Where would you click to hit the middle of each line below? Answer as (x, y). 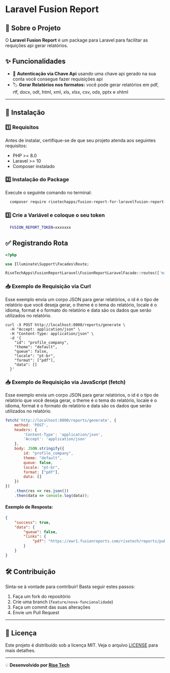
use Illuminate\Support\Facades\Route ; (47, 264)
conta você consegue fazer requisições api (57, 79)
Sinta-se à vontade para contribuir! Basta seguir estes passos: (70, 586)
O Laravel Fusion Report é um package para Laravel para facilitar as (77, 40)
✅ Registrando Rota (37, 243)
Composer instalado (34, 166)
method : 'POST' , (32, 425)
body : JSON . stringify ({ (39, 449)
